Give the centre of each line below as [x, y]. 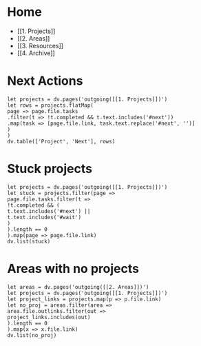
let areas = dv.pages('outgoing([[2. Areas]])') [78, 287]
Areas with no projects [73, 269]
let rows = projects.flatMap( [51, 105]
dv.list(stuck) [29, 241]
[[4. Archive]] [36, 53]
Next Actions [45, 81]
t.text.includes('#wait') [44, 217]
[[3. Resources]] [40, 45]
